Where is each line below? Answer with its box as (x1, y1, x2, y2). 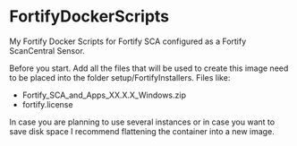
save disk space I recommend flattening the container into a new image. (9, 125, 275, 136)
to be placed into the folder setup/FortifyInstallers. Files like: (9, 72, 231, 82)
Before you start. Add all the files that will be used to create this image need (9, 63, 289, 73)
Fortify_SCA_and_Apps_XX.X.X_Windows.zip (21, 90, 186, 100)
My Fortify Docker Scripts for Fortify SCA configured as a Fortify (9, 36, 247, 47)
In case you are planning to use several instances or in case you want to (9, 116, 276, 127)
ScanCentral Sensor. (9, 45, 85, 56)
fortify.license (21, 99, 73, 109)
